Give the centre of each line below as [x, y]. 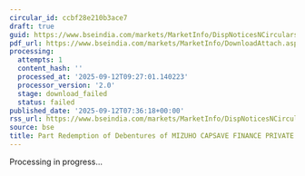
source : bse [32, 128]
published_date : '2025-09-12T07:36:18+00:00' [97, 111]
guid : [20, 34]
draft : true [32, 26]
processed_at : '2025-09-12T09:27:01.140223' [103, 77]
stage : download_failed [62, 93]
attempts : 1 [40, 60]
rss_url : [26, 119]
